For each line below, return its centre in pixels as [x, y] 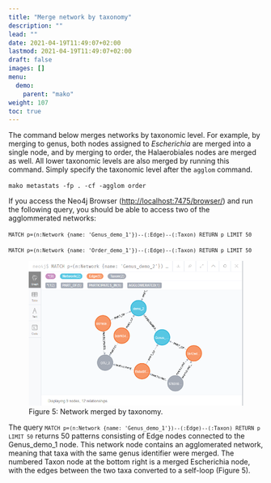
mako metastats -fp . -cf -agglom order [78, 186]
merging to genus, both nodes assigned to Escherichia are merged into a [130, 144]
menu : [17, 77]
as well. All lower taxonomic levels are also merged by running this [119, 161]
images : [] [27, 69]
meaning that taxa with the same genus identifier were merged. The [121, 453]
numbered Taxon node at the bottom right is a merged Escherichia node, [129, 462]
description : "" [36, 26]
